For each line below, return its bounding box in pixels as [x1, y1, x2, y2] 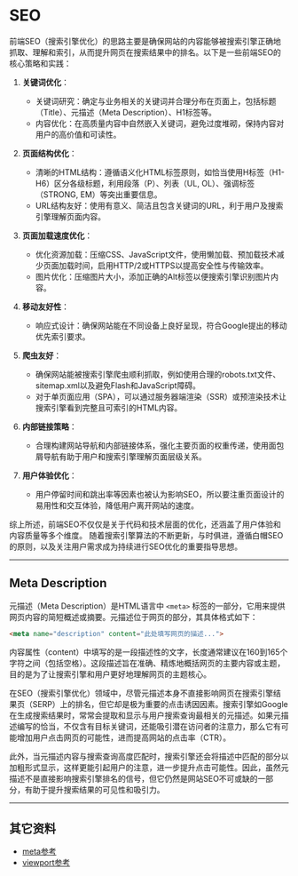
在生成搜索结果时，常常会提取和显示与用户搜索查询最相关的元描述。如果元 [9, 710, 281, 721]
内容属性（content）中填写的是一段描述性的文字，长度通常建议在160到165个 [9, 646, 288, 657]
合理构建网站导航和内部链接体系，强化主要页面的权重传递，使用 [35, 440, 269, 450]
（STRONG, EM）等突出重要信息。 [35, 188, 162, 200]
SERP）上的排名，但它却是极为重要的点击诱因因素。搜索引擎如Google [32, 698, 288, 709]
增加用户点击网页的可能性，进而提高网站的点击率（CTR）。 [16, 732, 231, 743]
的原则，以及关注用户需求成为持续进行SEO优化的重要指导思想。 [9, 541, 243, 552]
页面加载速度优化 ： [21, 230, 93, 241]
